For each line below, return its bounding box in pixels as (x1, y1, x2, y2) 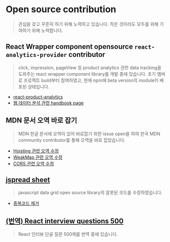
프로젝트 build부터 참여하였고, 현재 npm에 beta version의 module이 (23, 77, 159, 83)
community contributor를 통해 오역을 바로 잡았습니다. (18, 137, 125, 143)
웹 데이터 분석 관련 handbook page (13, 100, 84, 106)
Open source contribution (6, 4, 116, 15)
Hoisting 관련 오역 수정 (13, 147, 59, 154)
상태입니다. (27, 83, 50, 89)
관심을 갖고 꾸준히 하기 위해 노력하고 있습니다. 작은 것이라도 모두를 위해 (18, 21, 159, 27)
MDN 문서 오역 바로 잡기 (6, 116, 77, 125)
